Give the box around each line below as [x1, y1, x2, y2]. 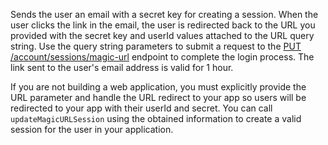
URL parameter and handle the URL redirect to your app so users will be [10, 92, 307, 103]
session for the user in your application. [10, 124, 174, 135]
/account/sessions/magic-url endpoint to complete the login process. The [10, 51, 315, 63]
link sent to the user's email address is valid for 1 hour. [10, 62, 234, 73]
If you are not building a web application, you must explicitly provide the [10, 81, 307, 93]
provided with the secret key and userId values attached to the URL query [10, 30, 315, 41]
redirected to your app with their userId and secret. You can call [10, 102, 273, 114]
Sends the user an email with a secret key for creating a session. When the [10, 9, 319, 20]
